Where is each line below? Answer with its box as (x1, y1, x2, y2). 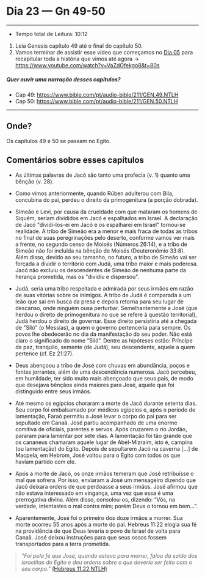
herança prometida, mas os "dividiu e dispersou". (15, 273, 140, 280)
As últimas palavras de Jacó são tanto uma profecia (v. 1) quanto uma (15, 171, 190, 179)
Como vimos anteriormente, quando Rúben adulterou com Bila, (15, 190, 174, 197)
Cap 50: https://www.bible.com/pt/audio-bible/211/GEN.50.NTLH (15, 97, 178, 105)
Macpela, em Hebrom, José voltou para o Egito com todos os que (15, 451, 181, 459)
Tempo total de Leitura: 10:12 (15, 30, 88, 37)
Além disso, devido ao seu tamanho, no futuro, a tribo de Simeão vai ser (15, 253, 197, 261)
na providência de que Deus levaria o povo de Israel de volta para (15, 527, 181, 535)
